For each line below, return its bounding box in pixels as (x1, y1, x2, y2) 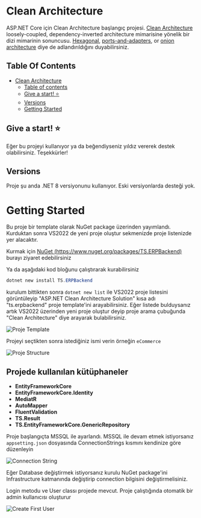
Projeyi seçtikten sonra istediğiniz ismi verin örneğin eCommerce (6, 338, 161, 345)
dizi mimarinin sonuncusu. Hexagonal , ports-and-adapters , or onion (6, 37, 175, 44)
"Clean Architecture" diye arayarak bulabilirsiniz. (6, 314, 126, 321)
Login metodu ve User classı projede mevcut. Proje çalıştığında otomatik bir (6, 487, 194, 494)
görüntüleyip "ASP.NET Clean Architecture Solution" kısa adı (6, 295, 156, 302)
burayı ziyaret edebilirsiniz (6, 254, 72, 262)
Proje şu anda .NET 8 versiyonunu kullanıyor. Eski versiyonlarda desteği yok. (6, 182, 196, 189)
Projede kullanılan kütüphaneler (6, 367, 128, 377)
